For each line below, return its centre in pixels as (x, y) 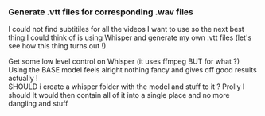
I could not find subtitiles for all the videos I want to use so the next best (126, 29)
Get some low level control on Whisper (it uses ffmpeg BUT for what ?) (124, 61)
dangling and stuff (38, 104)
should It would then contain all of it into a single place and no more (119, 95)
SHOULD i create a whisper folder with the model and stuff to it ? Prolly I (127, 87)
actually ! (23, 79)
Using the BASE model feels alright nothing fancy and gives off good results (132, 70)
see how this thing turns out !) (57, 46)
